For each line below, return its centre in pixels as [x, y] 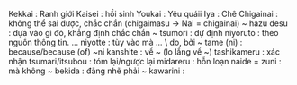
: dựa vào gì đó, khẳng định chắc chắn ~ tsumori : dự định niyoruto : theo [144, 33]
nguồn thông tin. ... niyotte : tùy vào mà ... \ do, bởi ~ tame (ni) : [126, 42]
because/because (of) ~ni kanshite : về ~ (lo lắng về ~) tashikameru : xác [144, 52]
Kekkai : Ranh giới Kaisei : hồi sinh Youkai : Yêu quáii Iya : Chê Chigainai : [143, 14]
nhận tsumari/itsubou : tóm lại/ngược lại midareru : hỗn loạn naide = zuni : [145, 61]
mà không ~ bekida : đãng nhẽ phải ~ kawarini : [97, 71]
